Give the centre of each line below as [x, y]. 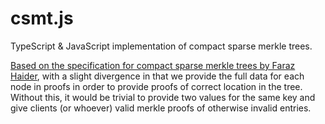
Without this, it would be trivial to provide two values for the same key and [163, 97]
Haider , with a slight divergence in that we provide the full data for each [157, 76]
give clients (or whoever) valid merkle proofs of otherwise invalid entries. [161, 108]
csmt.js [42, 18]
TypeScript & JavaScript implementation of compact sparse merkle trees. [161, 46]
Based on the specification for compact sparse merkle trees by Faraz [153, 65]
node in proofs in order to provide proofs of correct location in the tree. [156, 86]
